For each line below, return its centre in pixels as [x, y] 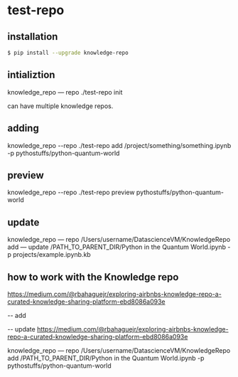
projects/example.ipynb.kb [52, 255]
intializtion [31, 75]
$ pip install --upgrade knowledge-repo [68, 53]
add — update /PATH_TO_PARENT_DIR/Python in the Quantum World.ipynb [117, 247]
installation [33, 37]
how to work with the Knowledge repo [93, 277]
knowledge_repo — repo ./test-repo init [65, 92]
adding [23, 128]
